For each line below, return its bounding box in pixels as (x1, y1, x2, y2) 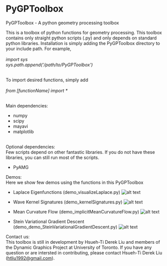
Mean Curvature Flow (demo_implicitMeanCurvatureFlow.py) (13, 208, 140, 215)
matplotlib (13, 128, 34, 134)
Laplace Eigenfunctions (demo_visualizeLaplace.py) (13, 189, 120, 195)
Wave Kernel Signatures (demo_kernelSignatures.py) (13, 199, 123, 205)
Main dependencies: (6, 102, 48, 109)
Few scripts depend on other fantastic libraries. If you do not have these (6, 149, 155, 155)
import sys (6, 56, 28, 62)
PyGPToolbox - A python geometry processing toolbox (6, 20, 119, 26)
